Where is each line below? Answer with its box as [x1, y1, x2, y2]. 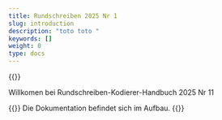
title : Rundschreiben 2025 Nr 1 [8, 11, 117, 20]
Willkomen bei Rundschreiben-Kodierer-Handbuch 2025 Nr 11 [8, 88, 215, 97]
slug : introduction [8, 19, 75, 28]
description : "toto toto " [8, 27, 100, 35]
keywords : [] [8, 34, 53, 43]
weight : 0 [8, 42, 42, 50]
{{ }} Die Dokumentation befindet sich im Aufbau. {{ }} [8, 103, 185, 113]
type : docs [8, 49, 45, 58]
